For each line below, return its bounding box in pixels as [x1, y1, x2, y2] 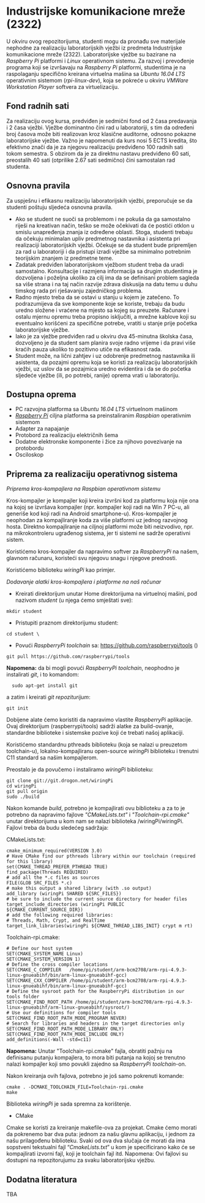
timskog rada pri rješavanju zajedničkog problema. [15, 287, 143, 294]
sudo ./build [6, 794, 40, 800]
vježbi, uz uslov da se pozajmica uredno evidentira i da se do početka [15, 365, 191, 372]
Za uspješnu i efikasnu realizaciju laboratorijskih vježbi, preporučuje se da [6, 197, 193, 204]
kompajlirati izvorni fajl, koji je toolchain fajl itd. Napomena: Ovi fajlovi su [6, 1150, 188, 1158]
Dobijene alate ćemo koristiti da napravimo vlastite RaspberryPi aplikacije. [6, 716, 193, 724]
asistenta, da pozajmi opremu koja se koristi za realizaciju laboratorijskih [15, 359, 198, 366]
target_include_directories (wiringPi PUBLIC [6, 901, 124, 908]
